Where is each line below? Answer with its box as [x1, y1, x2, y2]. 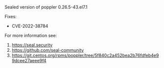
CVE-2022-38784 [11, 23, 49, 29]
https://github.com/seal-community [11, 47, 84, 53]
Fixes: [4, 14, 17, 19]
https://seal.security [11, 42, 53, 48]
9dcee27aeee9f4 [11, 58, 47, 63]
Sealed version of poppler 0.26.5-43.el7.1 [4, 4, 88, 10]
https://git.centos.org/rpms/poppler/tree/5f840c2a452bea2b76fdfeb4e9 [11, 52, 159, 58]
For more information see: [4, 33, 57, 38]
